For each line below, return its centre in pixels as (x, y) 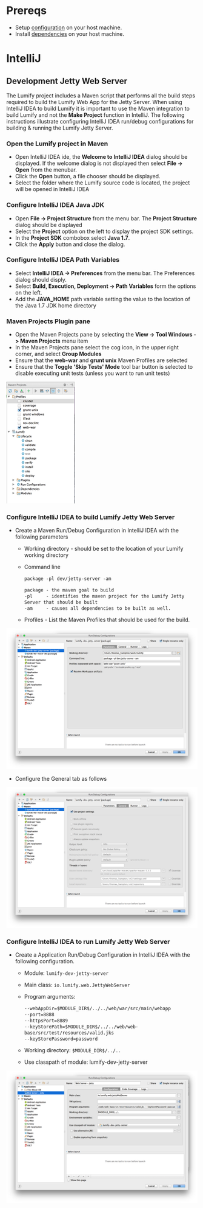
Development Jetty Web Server (67, 81)
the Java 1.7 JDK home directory (56, 305)
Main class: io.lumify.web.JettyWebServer (77, 985)
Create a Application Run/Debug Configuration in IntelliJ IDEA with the (102, 955)
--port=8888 (39, 1014)
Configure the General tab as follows (61, 779)
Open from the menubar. (46, 170)
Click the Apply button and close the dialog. (70, 244)
